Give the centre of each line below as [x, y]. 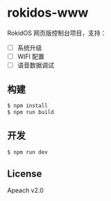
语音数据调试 [35, 65]
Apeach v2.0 [25, 191]
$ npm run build [31, 112]
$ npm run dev [28, 152]
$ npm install [28, 106]
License [25, 174]
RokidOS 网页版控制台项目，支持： [57, 33]
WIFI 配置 [31, 56]
